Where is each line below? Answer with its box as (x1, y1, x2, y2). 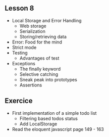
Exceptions (12, 60, 36, 66)
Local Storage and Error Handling (12, 17, 82, 23)
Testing (12, 50, 28, 56)
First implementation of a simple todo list (12, 110, 97, 116)
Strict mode (12, 44, 37, 50)
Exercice (5, 97, 33, 105)
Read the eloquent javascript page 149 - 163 (12, 126, 104, 132)
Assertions (19, 82, 42, 88)
